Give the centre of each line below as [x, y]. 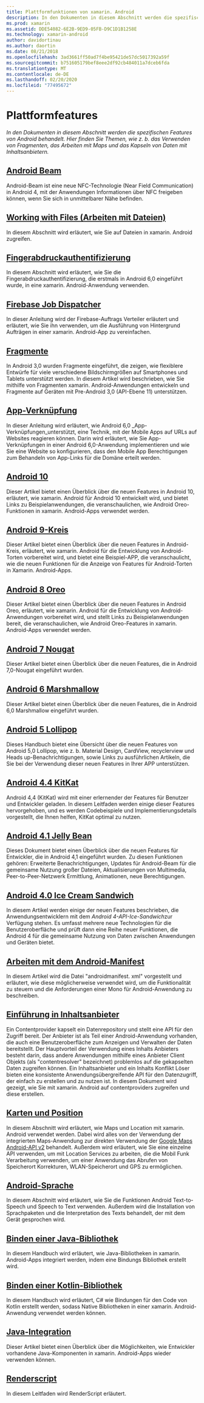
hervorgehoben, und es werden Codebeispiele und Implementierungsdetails [101, 810]
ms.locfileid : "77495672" [39, 86]
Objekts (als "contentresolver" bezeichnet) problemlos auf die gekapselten [100, 1061]
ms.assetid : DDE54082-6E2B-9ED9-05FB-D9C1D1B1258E [72, 29]
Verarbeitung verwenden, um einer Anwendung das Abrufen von [87, 1160]
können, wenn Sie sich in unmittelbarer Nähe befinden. [75, 198]
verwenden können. [31, 1359]
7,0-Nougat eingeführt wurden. [45, 670]
